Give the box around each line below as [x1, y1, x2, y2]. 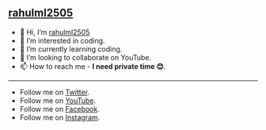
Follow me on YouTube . [19, 95, 97, 105]
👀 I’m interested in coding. [19, 36, 105, 45]
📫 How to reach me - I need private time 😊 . [19, 61, 166, 71]
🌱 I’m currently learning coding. [19, 44, 123, 54]
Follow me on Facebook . [19, 104, 101, 113]
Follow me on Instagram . [19, 113, 101, 122]
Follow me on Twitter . [19, 87, 89, 97]
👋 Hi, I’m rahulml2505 [19, 27, 90, 36]
